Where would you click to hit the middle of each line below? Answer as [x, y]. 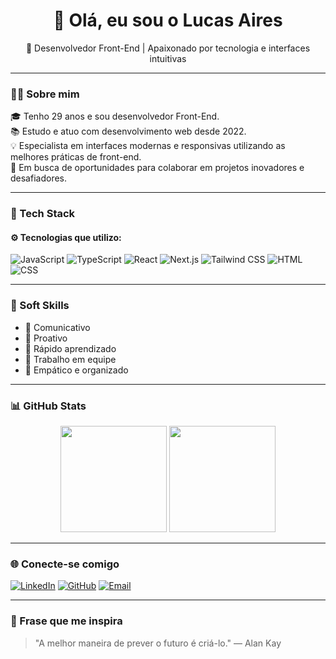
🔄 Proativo [46, 338]
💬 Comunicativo [57, 327]
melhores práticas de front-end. [76, 157]
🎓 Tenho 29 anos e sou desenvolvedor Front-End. [115, 116]
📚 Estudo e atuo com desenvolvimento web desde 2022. [128, 131]
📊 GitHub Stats [48, 406]
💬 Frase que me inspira [66, 621]
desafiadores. [39, 178]
